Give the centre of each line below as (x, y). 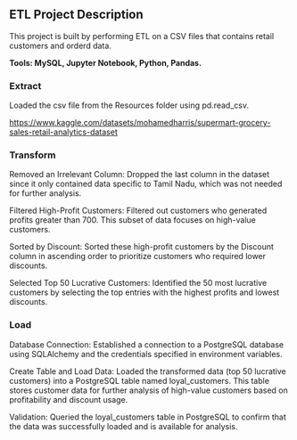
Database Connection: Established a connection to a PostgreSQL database (147, 344)
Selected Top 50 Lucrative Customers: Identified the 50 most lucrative (138, 283)
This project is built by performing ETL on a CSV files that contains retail (142, 36)
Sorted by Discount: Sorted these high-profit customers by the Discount (142, 247)
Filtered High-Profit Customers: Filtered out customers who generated (138, 211)
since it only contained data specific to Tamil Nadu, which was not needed (146, 184)
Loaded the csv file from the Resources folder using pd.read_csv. (129, 105)
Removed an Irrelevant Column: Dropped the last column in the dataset (140, 175)
